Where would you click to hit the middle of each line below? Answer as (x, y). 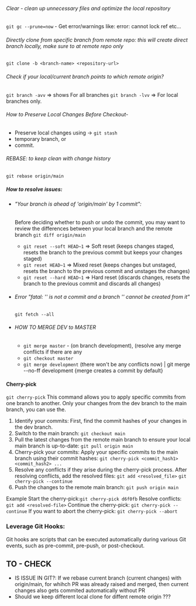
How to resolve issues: (34, 189)
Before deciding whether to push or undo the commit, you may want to (100, 222)
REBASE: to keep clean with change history (59, 159)
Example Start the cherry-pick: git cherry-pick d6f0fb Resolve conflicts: (94, 499)
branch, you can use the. (36, 410)
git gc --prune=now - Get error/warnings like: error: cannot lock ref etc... (94, 26)
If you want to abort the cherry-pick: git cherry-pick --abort (103, 511)
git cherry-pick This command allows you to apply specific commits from (96, 397)
